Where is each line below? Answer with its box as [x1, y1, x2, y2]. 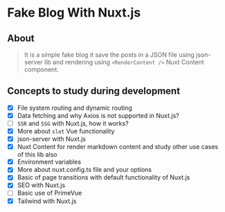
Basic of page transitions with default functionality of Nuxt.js [17, 173, 190, 182]
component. [24, 66, 59, 73]
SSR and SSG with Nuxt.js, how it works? [17, 119, 129, 127]
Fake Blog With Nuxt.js [7, 5, 141, 21]
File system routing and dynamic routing [17, 104, 133, 112]
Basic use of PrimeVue [17, 189, 82, 197]
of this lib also [17, 151, 57, 159]
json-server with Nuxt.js [17, 135, 87, 143]
